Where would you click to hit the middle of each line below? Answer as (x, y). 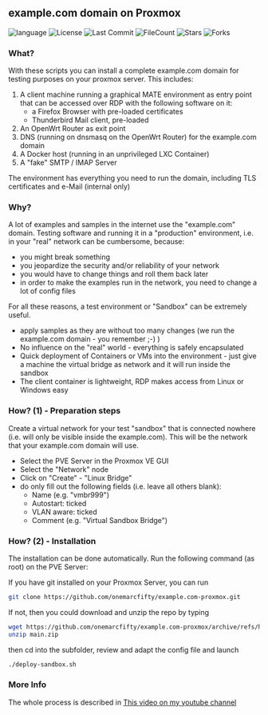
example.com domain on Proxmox (95, 13)
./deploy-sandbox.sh (43, 664)
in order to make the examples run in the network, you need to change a (138, 282)
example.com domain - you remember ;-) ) (90, 339)
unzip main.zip (33, 634)
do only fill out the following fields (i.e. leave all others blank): (120, 486)
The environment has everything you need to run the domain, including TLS (132, 178)
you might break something (65, 257)
